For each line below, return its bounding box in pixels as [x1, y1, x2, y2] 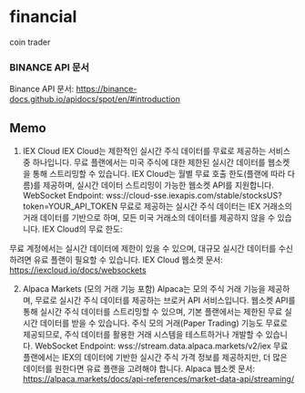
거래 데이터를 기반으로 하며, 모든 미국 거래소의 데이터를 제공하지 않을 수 [22, 212, 276, 223]
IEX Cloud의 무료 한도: [42, 223, 123, 234]
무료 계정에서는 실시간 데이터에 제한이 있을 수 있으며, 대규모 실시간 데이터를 [9, 243, 277, 254]
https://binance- [76, 84, 137, 95]
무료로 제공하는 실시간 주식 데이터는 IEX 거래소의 [119, 201, 293, 212]
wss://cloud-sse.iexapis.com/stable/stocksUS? [106, 190, 282, 202]
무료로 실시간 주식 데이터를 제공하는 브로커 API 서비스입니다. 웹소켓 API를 [35, 295, 296, 306]
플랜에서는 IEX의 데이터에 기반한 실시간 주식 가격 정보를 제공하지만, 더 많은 [22, 352, 289, 363]
